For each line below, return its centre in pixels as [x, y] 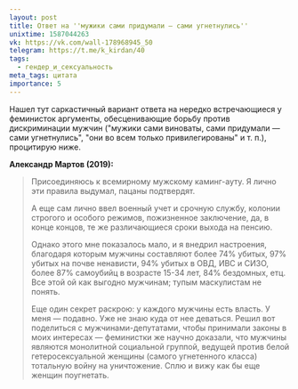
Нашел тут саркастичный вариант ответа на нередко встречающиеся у [145, 109]
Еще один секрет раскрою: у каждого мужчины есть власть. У [151, 309]
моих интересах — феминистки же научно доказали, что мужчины [159, 337]
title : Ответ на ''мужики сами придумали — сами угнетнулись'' [129, 26]
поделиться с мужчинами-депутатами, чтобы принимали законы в [159, 328]
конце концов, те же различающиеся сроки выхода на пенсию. [152, 227]
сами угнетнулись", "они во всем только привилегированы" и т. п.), [138, 137]
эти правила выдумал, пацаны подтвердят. [113, 190]
